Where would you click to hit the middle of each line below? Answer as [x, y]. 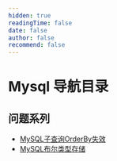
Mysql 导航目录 [58, 87]
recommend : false [37, 45]
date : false [28, 30]
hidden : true [30, 15]
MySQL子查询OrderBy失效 [62, 139]
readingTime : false [40, 23]
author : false [32, 38]
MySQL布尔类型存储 [52, 149]
